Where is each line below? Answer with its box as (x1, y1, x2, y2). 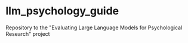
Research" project (5, 30, 50, 37)
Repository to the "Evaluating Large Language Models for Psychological (5, 24, 183, 31)
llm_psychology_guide (5, 4, 119, 18)
